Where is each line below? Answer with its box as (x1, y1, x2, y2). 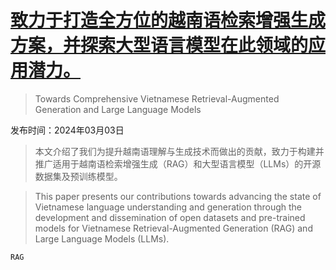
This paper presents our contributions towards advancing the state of (34, 190, 322, 202)
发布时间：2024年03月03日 (10, 124, 125, 136)
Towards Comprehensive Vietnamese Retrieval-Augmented (34, 92, 280, 105)
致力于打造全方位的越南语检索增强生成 (10, 9, 327, 32)
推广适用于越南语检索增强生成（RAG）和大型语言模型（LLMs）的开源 (34, 157, 322, 170)
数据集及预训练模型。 (34, 170, 123, 182)
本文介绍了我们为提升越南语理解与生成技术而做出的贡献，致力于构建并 (34, 145, 325, 157)
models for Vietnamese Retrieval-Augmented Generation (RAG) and (34, 222, 313, 234)
